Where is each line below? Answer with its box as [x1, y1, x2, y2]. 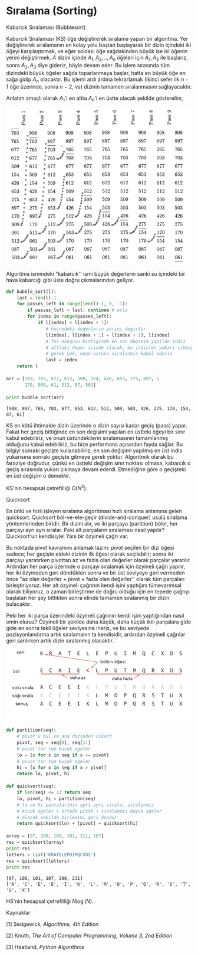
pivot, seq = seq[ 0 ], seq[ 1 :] [16, 740, 91, 746]
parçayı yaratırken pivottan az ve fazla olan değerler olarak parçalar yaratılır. [6, 557, 191, 564]
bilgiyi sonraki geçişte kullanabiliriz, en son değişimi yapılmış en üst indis [6, 447, 183, 454]
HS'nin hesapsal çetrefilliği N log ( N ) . [6, 898, 94, 905]
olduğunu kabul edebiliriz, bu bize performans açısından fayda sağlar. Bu [6, 441, 183, 448]
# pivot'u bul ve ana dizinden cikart [16, 733, 112, 739]
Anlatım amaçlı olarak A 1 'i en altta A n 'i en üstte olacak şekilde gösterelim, [6, 94, 183, 103]
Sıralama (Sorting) [6, 4, 98, 18]
